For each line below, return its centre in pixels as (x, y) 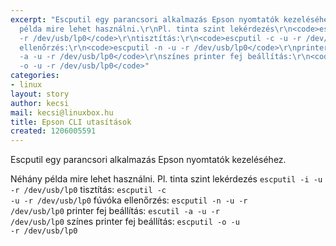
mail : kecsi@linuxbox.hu (62, 112)
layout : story (40, 94)
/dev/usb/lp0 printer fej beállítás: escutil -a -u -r (115, 211)
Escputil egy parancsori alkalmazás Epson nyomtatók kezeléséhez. (148, 160)
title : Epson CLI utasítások (71, 122)
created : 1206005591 (53, 131)
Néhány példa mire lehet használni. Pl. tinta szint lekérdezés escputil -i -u (166, 179)
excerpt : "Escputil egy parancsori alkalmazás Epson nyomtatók (145, 19)
